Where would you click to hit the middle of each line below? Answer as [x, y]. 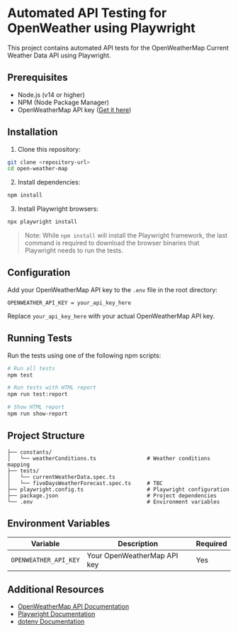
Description [138, 543]
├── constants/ [30, 452]
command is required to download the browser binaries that [112, 243]
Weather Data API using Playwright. [59, 55]
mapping [19, 465]
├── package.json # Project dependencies [112, 495]
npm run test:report [38, 394]
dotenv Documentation [51, 621]
